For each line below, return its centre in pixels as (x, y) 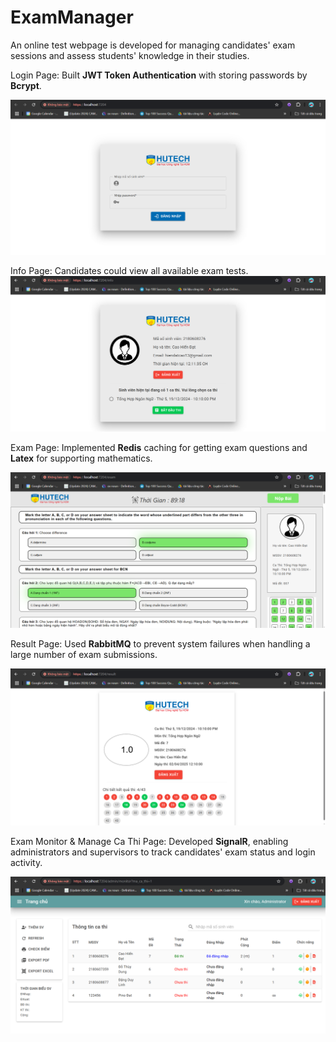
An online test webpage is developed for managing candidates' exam (153, 45)
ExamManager (72, 17)
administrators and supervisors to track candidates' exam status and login (163, 852)
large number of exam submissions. (84, 655)
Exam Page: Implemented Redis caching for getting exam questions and (159, 448)
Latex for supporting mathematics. (81, 458)
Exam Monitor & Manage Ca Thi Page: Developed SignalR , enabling (149, 842)
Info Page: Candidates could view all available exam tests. (129, 271)
